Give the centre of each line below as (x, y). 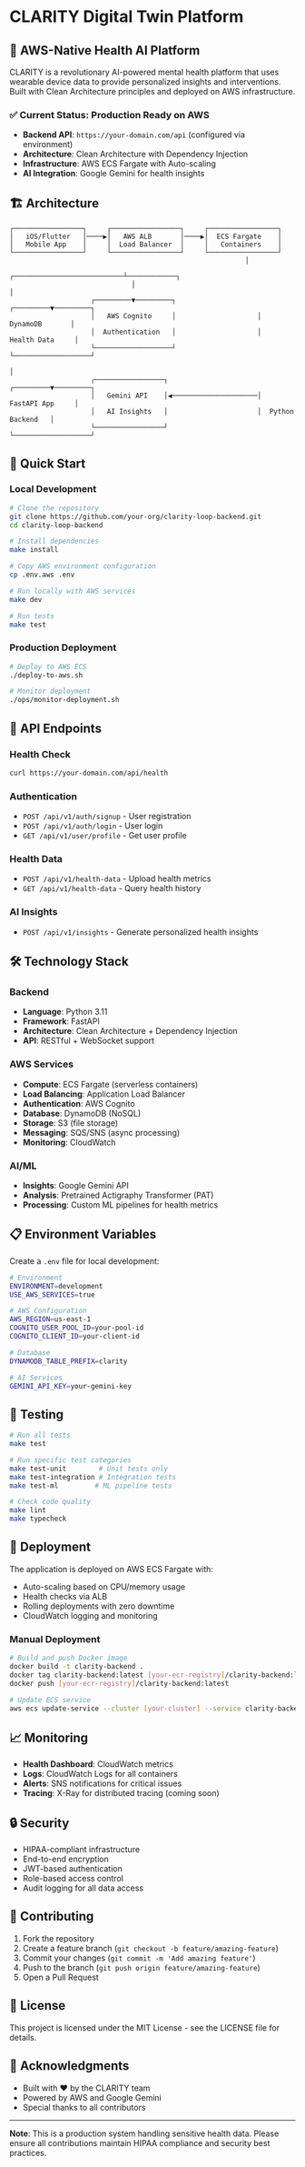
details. (23, 2037)
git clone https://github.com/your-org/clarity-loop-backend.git (135, 517)
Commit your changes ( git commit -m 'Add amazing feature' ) (139, 1958)
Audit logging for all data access (83, 1888)
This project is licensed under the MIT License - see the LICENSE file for (144, 2027)
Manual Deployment (55, 1639)
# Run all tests (40, 1435)
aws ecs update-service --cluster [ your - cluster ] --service (126, 1708)
